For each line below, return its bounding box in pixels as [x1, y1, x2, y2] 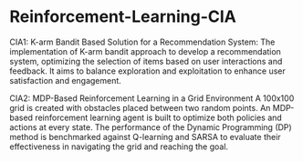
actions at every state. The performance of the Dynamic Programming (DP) [9, 121, 292, 133]
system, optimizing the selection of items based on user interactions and [9, 55, 283, 66]
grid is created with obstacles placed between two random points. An [9, 102, 271, 113]
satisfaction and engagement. [9, 75, 121, 86]
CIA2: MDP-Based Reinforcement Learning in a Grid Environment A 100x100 [9, 93, 295, 104]
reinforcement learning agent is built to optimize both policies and [35, 112, 283, 123]
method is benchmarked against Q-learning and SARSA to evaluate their [9, 131, 281, 142]
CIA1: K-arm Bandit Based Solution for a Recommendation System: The [9, 36, 276, 47]
